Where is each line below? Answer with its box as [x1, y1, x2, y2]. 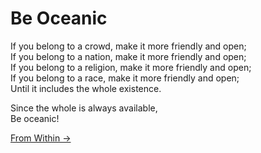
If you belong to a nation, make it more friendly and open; [10, 50, 247, 62]
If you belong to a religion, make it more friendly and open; [10, 61, 252, 73]
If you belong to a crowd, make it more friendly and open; [10, 40, 247, 52]
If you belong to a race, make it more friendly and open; [10, 72, 240, 84]
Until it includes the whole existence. [10, 82, 162, 94]
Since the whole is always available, [10, 102, 158, 114]
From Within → [10, 132, 72, 144]
